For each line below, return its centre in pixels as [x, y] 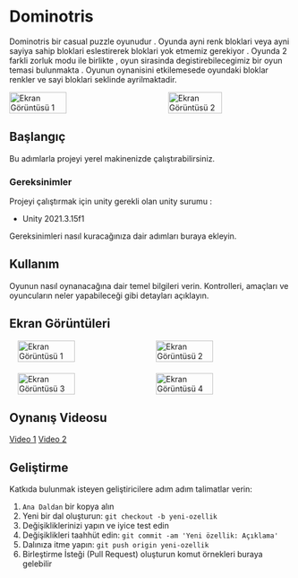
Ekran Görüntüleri [60, 324]
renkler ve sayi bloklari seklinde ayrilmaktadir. [93, 79]
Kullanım [34, 264]
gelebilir [37, 564]
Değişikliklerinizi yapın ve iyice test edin [96, 526]
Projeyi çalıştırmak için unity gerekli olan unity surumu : [111, 201]
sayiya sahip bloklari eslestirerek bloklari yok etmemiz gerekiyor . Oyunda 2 [149, 50]
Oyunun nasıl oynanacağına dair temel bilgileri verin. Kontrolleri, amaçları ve [149, 285]
